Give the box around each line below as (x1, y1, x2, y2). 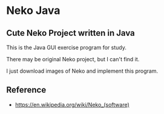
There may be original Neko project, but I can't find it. (6, 56, 140, 62)
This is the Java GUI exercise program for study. (6, 44, 127, 51)
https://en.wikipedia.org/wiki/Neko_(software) (15, 101, 130, 108)
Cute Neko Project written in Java (6, 28, 135, 38)
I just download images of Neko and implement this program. (6, 67, 159, 75)
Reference (6, 85, 47, 95)
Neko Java (6, 4, 61, 18)
